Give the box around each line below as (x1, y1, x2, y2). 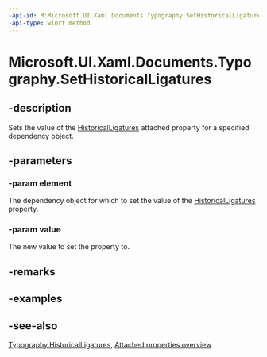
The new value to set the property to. (8, 242, 130, 251)
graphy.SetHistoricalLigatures (8, 70, 212, 88)
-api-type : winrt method (8, 19, 91, 27)
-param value (8, 224, 61, 235)
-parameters (8, 154, 72, 167)
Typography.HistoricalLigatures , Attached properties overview (8, 340, 212, 350)
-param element (8, 178, 72, 189)
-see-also (8, 319, 58, 332)
